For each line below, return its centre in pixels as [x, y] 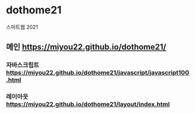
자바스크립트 [23, 65]
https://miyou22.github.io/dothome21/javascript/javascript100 [98, 73]
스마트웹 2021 [22, 27]
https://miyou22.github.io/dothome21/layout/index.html [88, 104]
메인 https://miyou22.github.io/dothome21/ [86, 47]
